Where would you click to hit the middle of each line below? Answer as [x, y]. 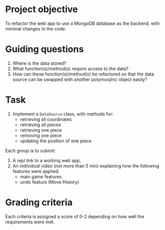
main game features [41, 176]
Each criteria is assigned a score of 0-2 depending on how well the [75, 216]
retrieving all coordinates [46, 119]
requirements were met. [30, 222]
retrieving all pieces [41, 125]
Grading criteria [39, 202]
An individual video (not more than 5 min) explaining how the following [86, 166]
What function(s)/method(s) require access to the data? [70, 68]
